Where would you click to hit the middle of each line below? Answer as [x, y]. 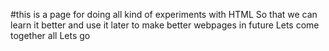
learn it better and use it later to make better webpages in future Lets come [165, 25]
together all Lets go [50, 35]
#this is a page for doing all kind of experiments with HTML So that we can [164, 14]
